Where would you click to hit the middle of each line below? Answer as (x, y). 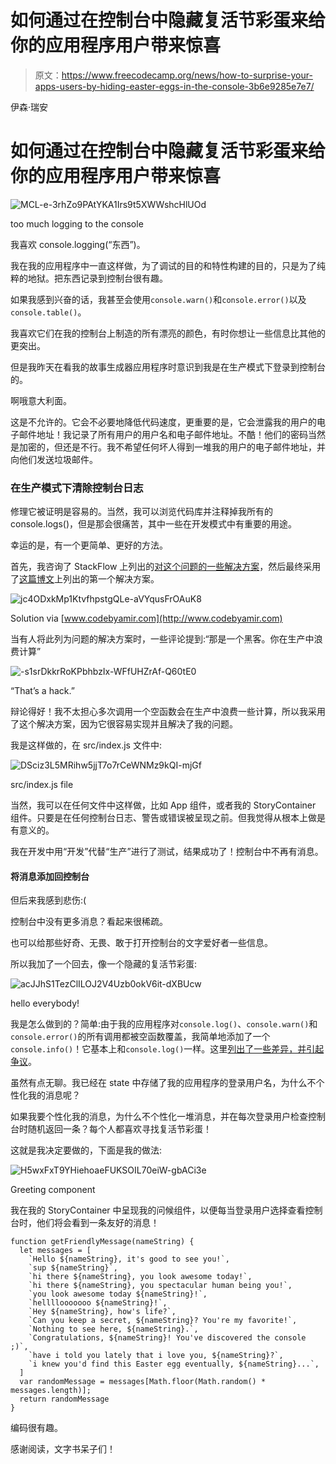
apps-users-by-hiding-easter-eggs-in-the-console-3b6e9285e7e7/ (174, 86)
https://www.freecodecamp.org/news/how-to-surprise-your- (187, 75)
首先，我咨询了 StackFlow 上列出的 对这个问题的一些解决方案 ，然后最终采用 (166, 567)
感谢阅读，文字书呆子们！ (63, 1449)
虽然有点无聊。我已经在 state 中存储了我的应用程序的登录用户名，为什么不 (163, 1083)
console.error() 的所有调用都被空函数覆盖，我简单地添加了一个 (140, 1037)
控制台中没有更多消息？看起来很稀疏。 (89, 922)
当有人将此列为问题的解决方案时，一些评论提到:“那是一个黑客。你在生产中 (162, 639)
